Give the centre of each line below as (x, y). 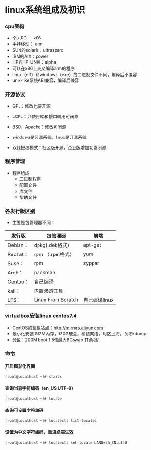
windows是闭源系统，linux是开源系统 (49, 137)
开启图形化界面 (20, 366)
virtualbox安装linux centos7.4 (41, 316)
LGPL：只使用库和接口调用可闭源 (45, 116)
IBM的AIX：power (30, 56)
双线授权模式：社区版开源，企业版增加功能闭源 (59, 147)
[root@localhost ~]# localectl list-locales (51, 421)
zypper (91, 263)
